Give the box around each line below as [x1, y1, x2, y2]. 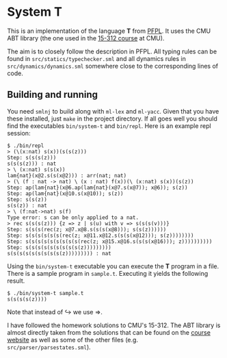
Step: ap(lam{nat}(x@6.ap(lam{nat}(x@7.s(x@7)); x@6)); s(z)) [7, 184, 188, 191]
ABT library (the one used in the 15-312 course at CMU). [7, 34, 165, 42]
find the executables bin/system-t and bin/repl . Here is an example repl [7, 121, 211, 130]
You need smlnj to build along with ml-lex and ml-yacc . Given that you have [7, 107, 219, 115]
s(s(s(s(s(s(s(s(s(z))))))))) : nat [7, 250, 111, 257]
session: [7, 129, 31, 137]
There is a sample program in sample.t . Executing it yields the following [7, 269, 209, 277]
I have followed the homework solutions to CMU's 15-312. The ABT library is [7, 321, 221, 329]
